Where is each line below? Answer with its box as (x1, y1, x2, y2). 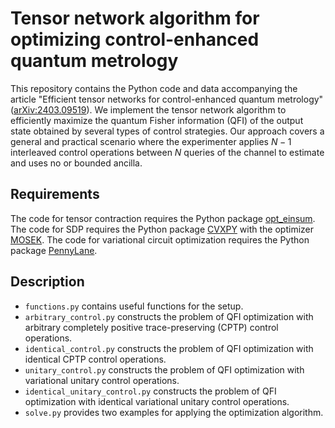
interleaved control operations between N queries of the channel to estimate (10, 146, 325, 158)
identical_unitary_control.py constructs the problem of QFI (24, 385, 277, 397)
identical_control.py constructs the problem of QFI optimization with (24, 342, 314, 354)
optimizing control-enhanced (10, 28, 260, 51)
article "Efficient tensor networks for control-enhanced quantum (10, 93, 275, 105)
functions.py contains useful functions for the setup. (24, 300, 244, 312)
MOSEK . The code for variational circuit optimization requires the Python (10, 233, 310, 246)
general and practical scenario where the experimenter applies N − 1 (10, 135, 292, 147)
